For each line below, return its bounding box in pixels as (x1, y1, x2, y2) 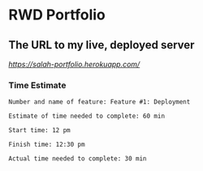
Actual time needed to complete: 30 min (8, 155, 148, 163)
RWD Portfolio (8, 6, 106, 24)
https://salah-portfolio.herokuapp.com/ (8, 59, 140, 69)
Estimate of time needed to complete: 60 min (8, 112, 165, 121)
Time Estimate (8, 79, 67, 91)
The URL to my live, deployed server (8, 38, 195, 52)
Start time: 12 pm (8, 126, 71, 135)
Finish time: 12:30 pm (8, 140, 85, 149)
